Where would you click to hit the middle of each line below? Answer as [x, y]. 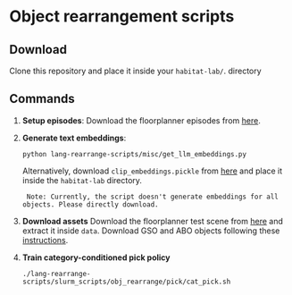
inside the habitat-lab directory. [82, 180]
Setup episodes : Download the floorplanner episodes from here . [141, 120]
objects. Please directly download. [90, 204]
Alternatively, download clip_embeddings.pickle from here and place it [152, 171]
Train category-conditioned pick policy [96, 257]
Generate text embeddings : [74, 138]
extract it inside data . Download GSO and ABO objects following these [151, 231]
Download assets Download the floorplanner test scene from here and [153, 221]
